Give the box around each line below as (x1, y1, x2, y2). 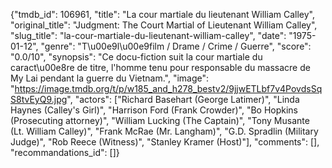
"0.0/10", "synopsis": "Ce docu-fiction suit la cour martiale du (10, 51, 263, 63)
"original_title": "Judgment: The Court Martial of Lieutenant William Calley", (10, 19, 318, 31)
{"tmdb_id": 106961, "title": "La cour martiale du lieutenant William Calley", (10, 9, 315, 20)
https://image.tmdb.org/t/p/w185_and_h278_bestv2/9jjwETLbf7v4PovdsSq (14, 83, 323, 94)
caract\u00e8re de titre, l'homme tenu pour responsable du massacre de (10, 62, 311, 73)
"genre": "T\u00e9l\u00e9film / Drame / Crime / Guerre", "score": (40, 40, 312, 52)
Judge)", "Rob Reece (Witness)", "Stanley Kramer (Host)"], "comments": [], (10, 136, 320, 148)
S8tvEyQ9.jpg (10, 94, 68, 105)
